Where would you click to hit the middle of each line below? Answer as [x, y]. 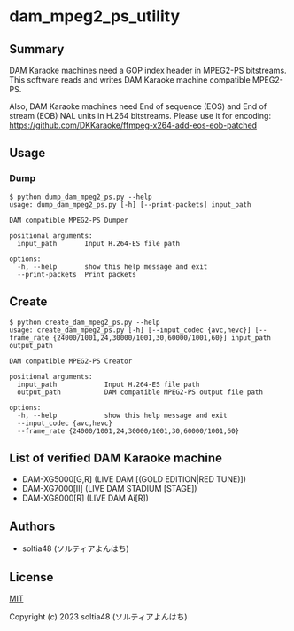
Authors [32, 526]
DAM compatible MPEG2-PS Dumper [69, 220]
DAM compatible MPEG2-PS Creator [71, 361]
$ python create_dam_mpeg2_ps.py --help [85, 322]
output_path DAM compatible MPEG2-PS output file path [140, 392]
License [31, 577]
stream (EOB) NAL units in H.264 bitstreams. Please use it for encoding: [140, 116]
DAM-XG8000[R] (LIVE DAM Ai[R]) [85, 498]
